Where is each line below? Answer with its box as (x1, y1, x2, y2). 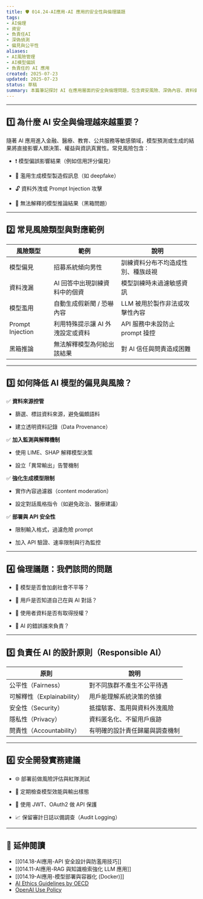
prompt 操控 (121, 329, 156, 337)
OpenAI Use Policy (14, 886, 62, 893)
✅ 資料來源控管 (6, 398, 44, 405)
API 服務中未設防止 (121, 320, 175, 328)
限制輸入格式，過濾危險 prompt (14, 526, 94, 533)
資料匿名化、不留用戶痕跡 (89, 715, 162, 723)
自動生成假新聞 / (53, 299, 100, 308)
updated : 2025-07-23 (6, 76, 59, 82)
